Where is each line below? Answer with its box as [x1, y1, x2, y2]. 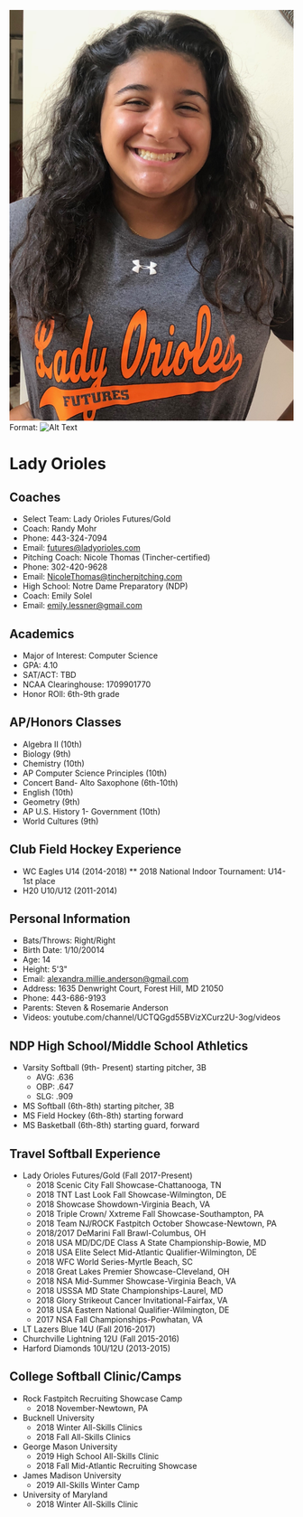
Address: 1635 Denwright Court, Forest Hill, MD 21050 [22, 983, 224, 994]
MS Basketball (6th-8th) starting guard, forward [22, 1120, 200, 1131]
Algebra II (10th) [22, 739, 83, 749]
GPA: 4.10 [22, 660, 59, 671]
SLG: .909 [35, 1091, 74, 1102]
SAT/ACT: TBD [22, 670, 77, 681]
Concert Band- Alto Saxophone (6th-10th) [22, 777, 179, 787]
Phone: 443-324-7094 [22, 532, 108, 543]
